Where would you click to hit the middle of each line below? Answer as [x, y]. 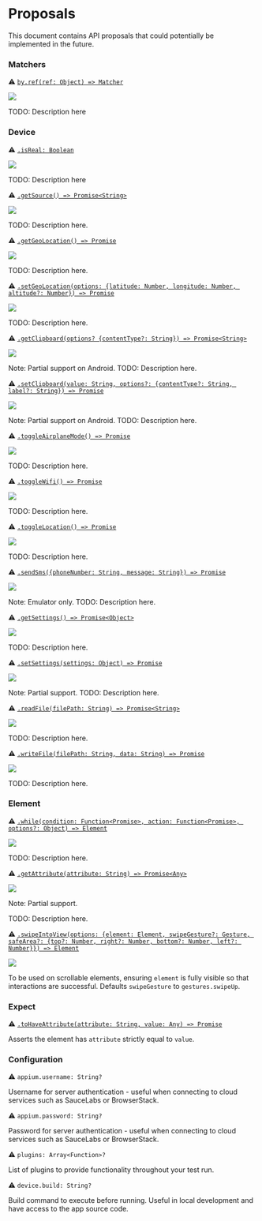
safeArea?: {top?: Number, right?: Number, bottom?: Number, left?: [123, 941]
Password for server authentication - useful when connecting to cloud [122, 1131]
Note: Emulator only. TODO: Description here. [82, 601]
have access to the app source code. [68, 1209]
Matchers [27, 64]
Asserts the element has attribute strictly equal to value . [101, 1039]
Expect [22, 1006]
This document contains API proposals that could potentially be [111, 36]
